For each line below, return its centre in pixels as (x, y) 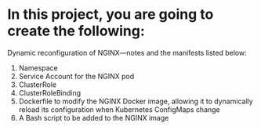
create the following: (76, 31)
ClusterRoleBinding (50, 92)
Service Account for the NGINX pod (76, 76)
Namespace (38, 67)
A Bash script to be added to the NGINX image (94, 117)
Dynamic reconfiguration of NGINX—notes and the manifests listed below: (127, 52)
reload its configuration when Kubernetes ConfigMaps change (119, 109)
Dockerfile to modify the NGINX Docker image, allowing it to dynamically (136, 101)
